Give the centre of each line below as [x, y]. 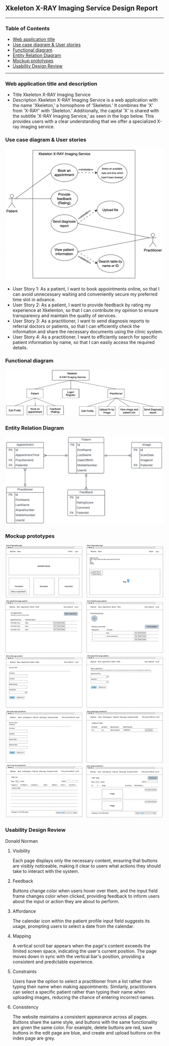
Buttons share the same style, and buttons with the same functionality [85, 1022]
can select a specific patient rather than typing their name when [79, 992]
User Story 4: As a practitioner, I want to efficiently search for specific [85, 337]
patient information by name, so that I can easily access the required [83, 342]
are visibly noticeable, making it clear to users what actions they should [87, 866]
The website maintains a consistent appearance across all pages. [80, 1017]
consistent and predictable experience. [53, 962]
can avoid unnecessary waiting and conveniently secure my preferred [85, 294]
